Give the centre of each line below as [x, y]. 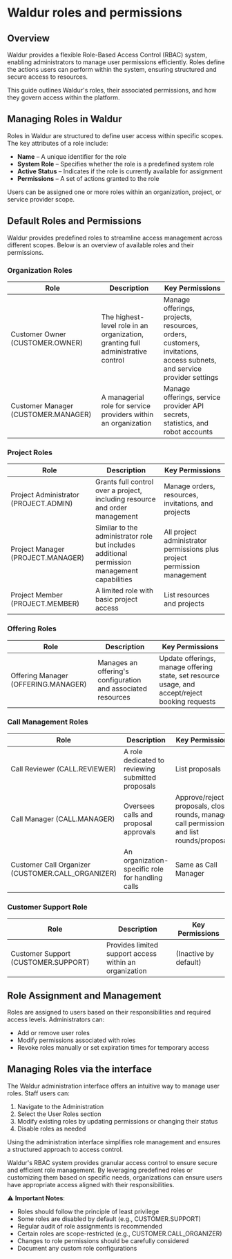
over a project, [119, 490]
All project [180, 532]
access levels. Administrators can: [56, 1019]
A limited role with [125, 590]
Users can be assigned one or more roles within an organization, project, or [115, 192]
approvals [139, 832]
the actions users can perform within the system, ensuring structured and [112, 69]
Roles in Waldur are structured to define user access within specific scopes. [115, 135]
